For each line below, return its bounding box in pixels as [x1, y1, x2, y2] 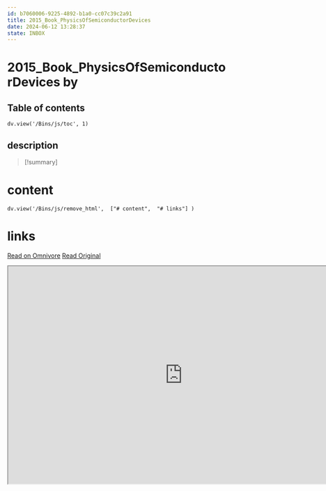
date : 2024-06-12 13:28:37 [7, 23, 86, 30]
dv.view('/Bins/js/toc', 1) [7, 120, 89, 127]
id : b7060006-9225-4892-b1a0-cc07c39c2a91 [7, 10, 132, 17]
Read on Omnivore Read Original [7, 251, 101, 260]
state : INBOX [7, 29, 45, 37]
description [7, 139, 59, 151]
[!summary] [24, 158, 58, 166]
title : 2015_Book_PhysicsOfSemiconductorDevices [7, 17, 151, 24]
